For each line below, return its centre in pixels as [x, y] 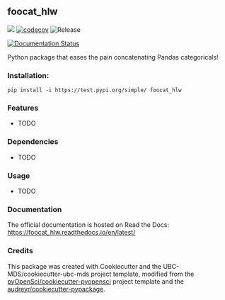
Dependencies [33, 142]
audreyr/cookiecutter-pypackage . [57, 289]
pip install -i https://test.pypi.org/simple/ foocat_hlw [94, 90]
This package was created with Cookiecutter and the [85, 266]
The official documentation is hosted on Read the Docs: [88, 225]
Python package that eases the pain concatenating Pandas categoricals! [113, 57]
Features [23, 108]
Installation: [28, 75]
